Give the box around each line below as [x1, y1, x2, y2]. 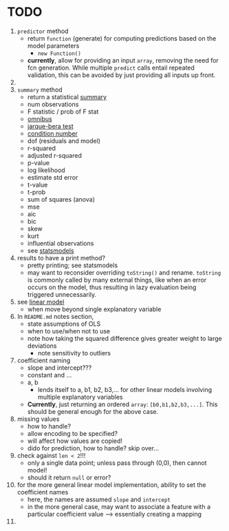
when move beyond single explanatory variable [27, 304, 162, 313]
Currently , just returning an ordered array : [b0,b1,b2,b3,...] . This [27, 400, 218, 408]
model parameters [27, 41, 80, 50]
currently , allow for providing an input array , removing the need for [27, 56, 219, 64]
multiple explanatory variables [37, 393, 123, 401]
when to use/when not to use [27, 326, 111, 335]
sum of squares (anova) [27, 195, 95, 203]
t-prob [27, 187, 46, 196]
